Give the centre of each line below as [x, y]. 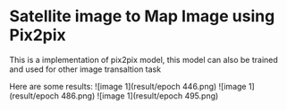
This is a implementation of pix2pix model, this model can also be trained [144, 59]
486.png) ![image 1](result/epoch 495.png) [140, 96]
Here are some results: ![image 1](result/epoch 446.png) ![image [128, 86]
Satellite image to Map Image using [142, 16]
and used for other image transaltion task [85, 69]
